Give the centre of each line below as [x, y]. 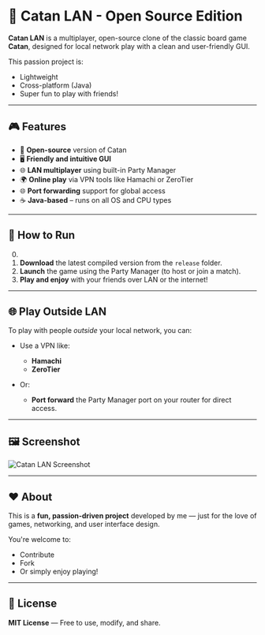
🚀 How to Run [42, 235]
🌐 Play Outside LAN [58, 311]
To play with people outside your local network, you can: [100, 331]
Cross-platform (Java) [56, 85]
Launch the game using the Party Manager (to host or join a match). [130, 271]
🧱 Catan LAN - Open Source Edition [125, 16]
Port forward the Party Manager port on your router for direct [131, 400]
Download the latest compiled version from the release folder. [121, 263]
